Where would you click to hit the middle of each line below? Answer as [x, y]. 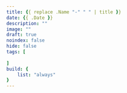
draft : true [21, 35]
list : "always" [37, 75]
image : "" [19, 29]
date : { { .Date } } [30, 18]
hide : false [21, 46]
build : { [17, 69]
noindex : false [26, 40]
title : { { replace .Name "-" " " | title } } [64, 12]
